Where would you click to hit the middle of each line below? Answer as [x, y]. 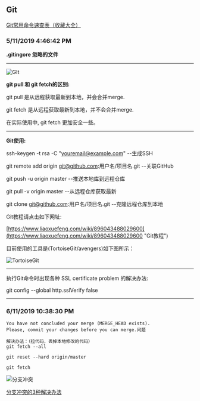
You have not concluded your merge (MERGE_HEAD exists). [78, 324]
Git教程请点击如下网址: [34, 217]
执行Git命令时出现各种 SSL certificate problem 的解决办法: [77, 278]
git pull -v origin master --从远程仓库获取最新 [61, 192]
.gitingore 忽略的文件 [32, 55]
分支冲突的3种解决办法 [34, 392]
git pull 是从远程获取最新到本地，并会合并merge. [65, 97]
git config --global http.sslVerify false [52, 290]
